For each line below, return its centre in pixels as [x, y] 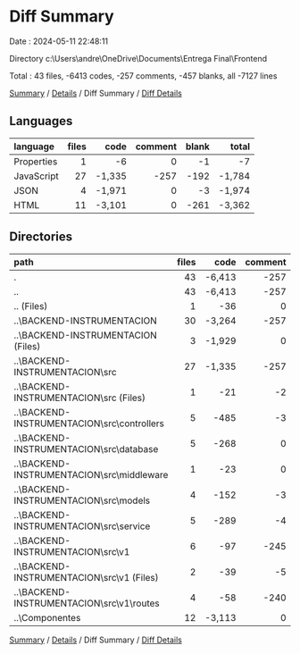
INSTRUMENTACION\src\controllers [89, 423]
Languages [41, 121]
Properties [36, 161]
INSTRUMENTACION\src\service [82, 526]
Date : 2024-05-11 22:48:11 [59, 41]
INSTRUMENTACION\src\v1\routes [87, 603]
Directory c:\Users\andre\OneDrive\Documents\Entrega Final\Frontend [138, 58]
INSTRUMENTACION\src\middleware [91, 474]
